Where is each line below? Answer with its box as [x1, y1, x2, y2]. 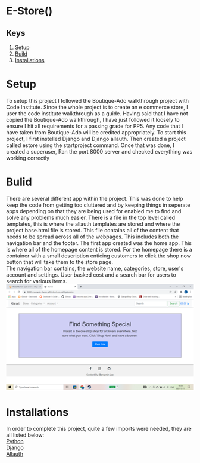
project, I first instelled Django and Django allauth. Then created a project [6, 135, 186, 142]
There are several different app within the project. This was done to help [6, 195, 183, 202]
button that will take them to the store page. [6, 258, 113, 265]
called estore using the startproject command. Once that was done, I [6, 142, 174, 149]
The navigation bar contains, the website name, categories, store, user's [6, 265, 184, 272]
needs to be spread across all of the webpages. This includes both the [6, 233, 179, 240]
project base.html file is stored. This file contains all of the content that [6, 226, 180, 234]
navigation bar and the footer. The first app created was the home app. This [6, 239, 192, 246]
